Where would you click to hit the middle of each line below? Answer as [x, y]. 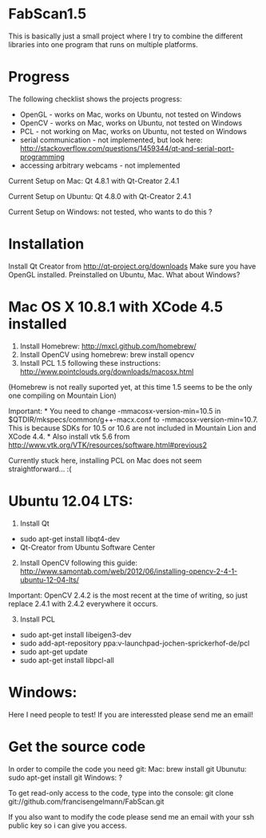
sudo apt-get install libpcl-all [67, 660]
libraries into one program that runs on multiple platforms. [103, 44]
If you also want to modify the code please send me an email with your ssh [131, 816]
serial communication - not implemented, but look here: [111, 140]
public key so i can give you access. [68, 825]
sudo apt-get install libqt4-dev [70, 538]
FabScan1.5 [48, 14]
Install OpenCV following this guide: [79, 562]
